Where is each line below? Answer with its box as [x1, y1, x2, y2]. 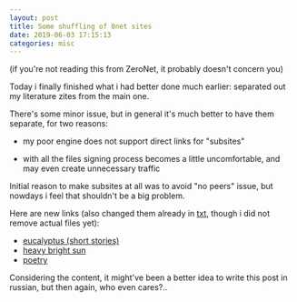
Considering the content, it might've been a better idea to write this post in [9, 272, 288, 283]
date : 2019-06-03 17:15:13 [9, 30, 112, 39]
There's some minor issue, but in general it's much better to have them [9, 108, 274, 119]
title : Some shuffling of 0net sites [9, 22, 153, 31]
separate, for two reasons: [9, 118, 109, 129]
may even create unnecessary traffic [22, 163, 161, 174]
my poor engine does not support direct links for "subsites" [22, 136, 245, 146]
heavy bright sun [22, 245, 86, 256]
